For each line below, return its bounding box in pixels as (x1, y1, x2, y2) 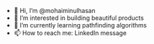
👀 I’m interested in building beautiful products (13, 14, 144, 22)
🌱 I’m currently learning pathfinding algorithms (13, 21, 147, 29)
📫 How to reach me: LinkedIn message (13, 29, 127, 37)
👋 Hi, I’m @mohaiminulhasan (13, 7, 96, 14)
